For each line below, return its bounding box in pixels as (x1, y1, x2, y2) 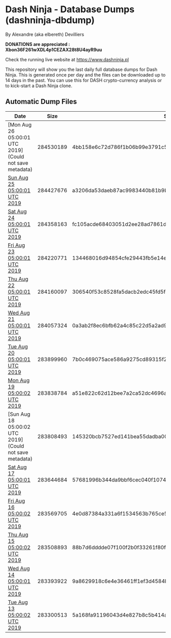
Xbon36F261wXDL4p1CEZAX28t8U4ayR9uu (5, 46, 102, 53)
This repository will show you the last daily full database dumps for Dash (5, 66, 158, 72)
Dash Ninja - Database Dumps (5, 4, 135, 15)
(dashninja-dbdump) (5, 14, 95, 26)
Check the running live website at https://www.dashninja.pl (5, 56, 129, 62)
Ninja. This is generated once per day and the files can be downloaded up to (5, 71, 166, 78)
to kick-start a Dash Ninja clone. (5, 83, 73, 89)
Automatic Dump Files (5, 97, 77, 106)
